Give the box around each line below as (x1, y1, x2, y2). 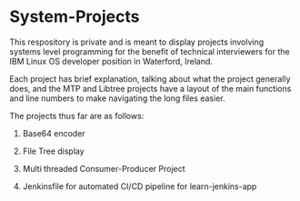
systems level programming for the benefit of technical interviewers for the (9, 45, 290, 56)
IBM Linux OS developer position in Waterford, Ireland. (9, 55, 214, 66)
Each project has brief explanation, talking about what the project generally (9, 73, 291, 84)
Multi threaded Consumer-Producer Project (22, 163, 185, 174)
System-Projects (9, 6, 140, 27)
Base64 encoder (22, 127, 85, 138)
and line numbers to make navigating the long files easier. (9, 93, 225, 104)
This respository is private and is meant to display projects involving (9, 36, 265, 47)
